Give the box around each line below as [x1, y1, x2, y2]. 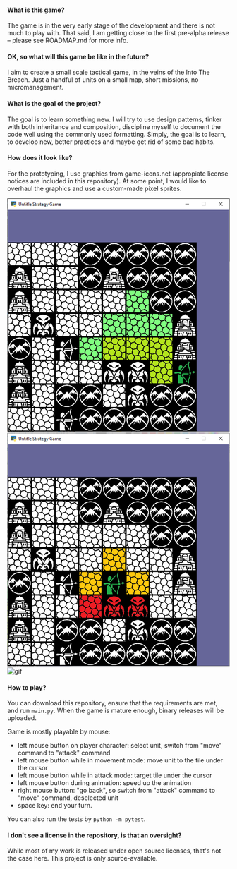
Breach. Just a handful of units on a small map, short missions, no [7, 75, 199, 84]
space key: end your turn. [17, 801, 93, 810]
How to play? [7, 683, 47, 691]
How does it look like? [7, 154, 73, 162]
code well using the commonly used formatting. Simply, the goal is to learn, [7, 130, 226, 138]
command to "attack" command [17, 748, 111, 758]
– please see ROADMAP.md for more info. [7, 36, 128, 45]
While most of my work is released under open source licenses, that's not [7, 846, 221, 855]
